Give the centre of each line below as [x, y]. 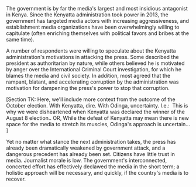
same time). [20, 39]
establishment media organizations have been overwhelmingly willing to [93, 27]
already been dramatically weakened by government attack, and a [86, 148]
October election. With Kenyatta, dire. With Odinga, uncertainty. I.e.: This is [97, 105]
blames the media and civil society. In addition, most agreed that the [88, 76]
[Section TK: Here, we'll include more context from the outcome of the [91, 99]
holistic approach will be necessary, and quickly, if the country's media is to [97, 173]
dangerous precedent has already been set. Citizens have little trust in [91, 154]
